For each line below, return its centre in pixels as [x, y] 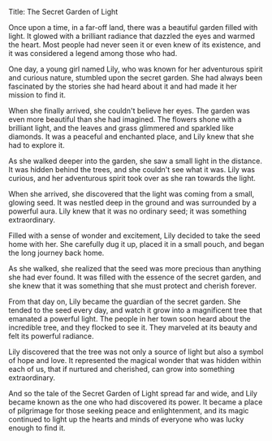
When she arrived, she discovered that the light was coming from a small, [132, 194]
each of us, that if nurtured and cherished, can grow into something [122, 369]
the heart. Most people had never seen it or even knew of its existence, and [135, 45]
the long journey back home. [56, 253]
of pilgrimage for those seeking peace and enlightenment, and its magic [129, 411]
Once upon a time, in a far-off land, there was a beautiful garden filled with [133, 27]
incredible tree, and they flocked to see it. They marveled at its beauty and [133, 327]
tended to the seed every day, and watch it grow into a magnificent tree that [135, 310]
